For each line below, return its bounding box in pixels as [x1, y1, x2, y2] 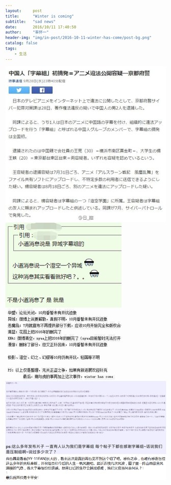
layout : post [5, 8, 42, 13]
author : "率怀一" [5, 30, 49, 35]
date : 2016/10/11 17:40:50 [5, 25, 77, 30]
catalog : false [5, 41, 38, 46]
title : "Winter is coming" [5, 13, 74, 19]
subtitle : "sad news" [5, 19, 56, 24]
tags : [5, 46, 17, 51]
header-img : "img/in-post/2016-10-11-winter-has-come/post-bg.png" [5, 35, 152, 40]
